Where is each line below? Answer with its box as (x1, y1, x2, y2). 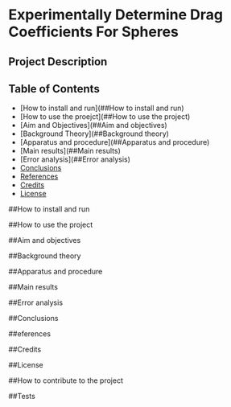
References (19, 171, 59, 182)
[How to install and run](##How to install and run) (19, 103, 184, 113)
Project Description (8, 55, 108, 68)
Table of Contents (8, 82, 101, 96)
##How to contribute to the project (8, 376, 123, 385)
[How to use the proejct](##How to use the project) (19, 112, 191, 121)
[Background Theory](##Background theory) (19, 129, 169, 138)
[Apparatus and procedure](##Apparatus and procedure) (19, 138, 210, 147)
